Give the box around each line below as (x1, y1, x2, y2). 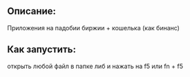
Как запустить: (7, 44, 76, 56)
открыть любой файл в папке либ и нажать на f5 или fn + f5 (7, 62, 183, 70)
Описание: (7, 5, 57, 17)
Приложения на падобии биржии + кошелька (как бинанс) (7, 23, 180, 32)
